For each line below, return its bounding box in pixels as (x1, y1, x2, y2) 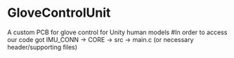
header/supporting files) (7, 43, 78, 51)
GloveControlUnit (7, 5, 111, 21)
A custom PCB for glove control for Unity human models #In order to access (7, 28, 228, 36)
